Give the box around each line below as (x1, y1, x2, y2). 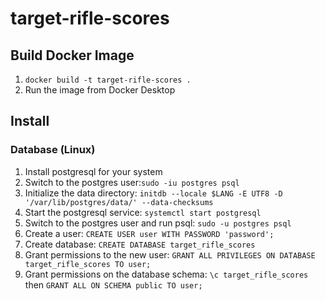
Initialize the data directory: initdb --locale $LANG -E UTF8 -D (24, 187, 283, 199)
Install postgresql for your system (24, 165, 163, 177)
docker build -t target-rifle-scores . (24, 75, 192, 85)
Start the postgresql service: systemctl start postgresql (24, 206, 262, 218)
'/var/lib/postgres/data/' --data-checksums (24, 197, 214, 207)
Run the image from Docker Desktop (24, 84, 176, 96)
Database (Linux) (10, 143, 96, 157)
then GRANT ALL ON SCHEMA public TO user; (24, 278, 203, 291)
